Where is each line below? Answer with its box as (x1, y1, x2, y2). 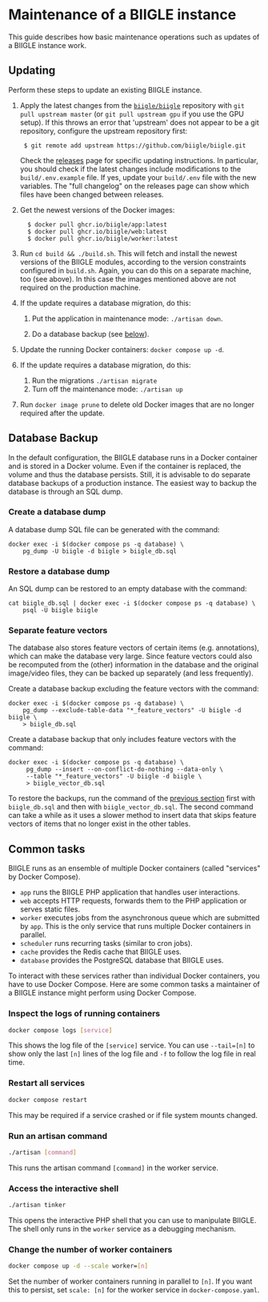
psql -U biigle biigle (22, 607, 98, 615)
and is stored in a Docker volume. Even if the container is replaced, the (8, 461, 242, 471)
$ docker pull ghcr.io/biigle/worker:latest (27, 234, 178, 242)
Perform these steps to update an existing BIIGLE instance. (8, 85, 202, 94)
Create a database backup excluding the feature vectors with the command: (8, 684, 259, 694)
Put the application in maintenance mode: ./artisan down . (31, 314, 223, 323)
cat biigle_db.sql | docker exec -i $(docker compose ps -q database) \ (8, 599, 256, 607)
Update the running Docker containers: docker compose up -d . (19, 344, 225, 354)
